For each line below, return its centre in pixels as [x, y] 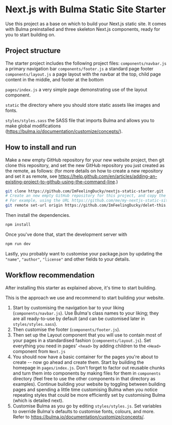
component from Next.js [39, 351]
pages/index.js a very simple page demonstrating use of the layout [76, 89]
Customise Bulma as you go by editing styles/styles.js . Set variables [87, 406]
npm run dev [18, 244]
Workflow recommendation [50, 275]
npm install [18, 225]
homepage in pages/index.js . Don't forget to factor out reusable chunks [89, 367]
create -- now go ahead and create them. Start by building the [78, 362]
